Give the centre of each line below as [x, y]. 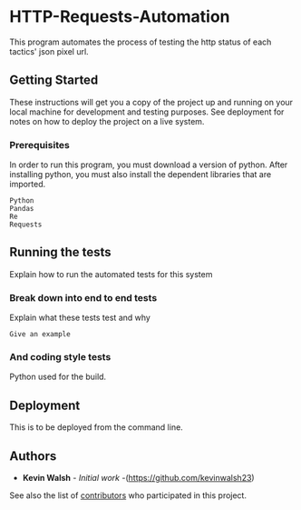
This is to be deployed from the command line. [96, 427]
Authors [33, 456]
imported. [28, 185]
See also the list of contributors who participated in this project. [128, 495]
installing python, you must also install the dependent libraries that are [141, 175]
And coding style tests [60, 357]
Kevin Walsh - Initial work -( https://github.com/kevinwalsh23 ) [139, 478]
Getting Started [54, 80]
